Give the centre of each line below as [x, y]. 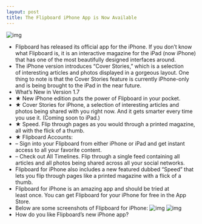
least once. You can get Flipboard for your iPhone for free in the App [101, 195]
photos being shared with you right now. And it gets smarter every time [104, 111]
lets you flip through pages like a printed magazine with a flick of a [98, 175]
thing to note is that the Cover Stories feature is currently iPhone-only [102, 79]
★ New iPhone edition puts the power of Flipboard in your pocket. [98, 98]
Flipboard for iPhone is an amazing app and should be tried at [92, 188]
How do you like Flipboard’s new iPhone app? [72, 214]
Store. [22, 202]
